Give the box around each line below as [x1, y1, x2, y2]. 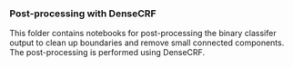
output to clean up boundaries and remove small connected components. [9, 37, 285, 48]
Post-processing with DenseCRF [9, 7, 157, 20]
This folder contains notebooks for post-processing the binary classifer [9, 28, 277, 39]
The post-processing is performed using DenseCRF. [9, 47, 206, 58]
